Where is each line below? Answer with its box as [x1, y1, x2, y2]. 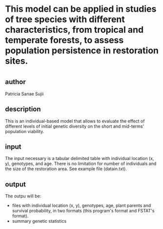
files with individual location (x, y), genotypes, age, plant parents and [12, 203, 151, 208]
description [5, 105, 41, 114]
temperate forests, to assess [5, 35, 124, 46]
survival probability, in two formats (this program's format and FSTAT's [12, 208, 155, 214]
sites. [5, 55, 28, 67]
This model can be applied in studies [5, 3, 157, 15]
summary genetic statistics [12, 218, 67, 224]
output [5, 180, 26, 188]
